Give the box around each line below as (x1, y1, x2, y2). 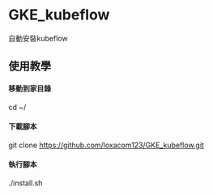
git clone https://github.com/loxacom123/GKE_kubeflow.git (8, 140, 205, 150)
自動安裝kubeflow (8, 33, 68, 43)
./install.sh (8, 178, 43, 188)
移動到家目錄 (8, 83, 51, 93)
